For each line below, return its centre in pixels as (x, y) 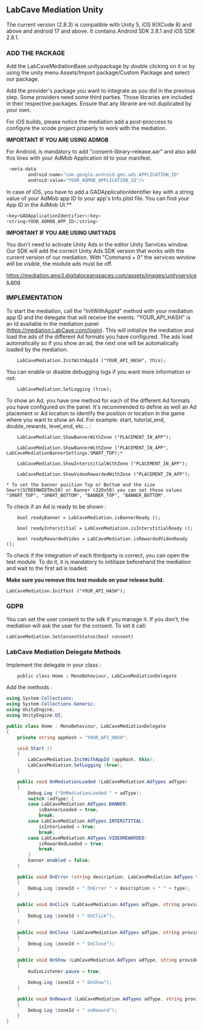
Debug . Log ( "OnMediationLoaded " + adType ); (85, 793)
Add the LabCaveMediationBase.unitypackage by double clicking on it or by (101, 66)
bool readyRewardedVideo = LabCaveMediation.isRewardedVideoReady (102, 539)
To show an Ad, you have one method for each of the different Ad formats (98, 400)
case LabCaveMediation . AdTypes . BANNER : (78, 804)
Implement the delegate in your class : (54, 665)
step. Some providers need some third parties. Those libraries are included (99, 97)
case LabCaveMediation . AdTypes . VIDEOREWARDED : (88, 838)
